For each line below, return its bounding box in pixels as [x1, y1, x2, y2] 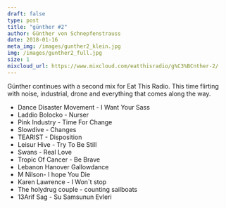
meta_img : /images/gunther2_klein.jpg [7, 43, 121, 50]
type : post [7, 17, 39, 24]
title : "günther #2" [7, 23, 68, 30]
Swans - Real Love [17, 148, 73, 156]
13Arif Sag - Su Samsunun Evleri [17, 193, 112, 201]
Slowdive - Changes [17, 125, 77, 134]
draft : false [7, 10, 46, 18]
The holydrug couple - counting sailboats [17, 185, 138, 193]
